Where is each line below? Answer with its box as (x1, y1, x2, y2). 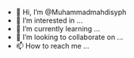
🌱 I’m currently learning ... (15, 24, 101, 33)
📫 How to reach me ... (15, 42, 90, 50)
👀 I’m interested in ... (15, 16, 83, 25)
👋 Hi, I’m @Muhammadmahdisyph (15, 8, 127, 16)
